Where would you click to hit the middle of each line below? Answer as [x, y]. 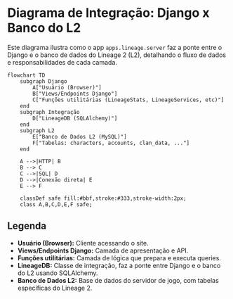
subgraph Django [44, 81]
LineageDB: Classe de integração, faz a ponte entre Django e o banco [119, 265]
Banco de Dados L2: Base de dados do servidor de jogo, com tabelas [118, 280]
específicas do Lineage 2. [55, 288]
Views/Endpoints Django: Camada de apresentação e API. [103, 250]
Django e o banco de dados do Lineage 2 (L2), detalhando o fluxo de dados [117, 55]
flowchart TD [26, 75]
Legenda [27, 226]
